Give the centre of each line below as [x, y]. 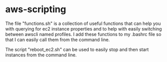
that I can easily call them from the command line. [58, 40]
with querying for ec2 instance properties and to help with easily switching [83, 28]
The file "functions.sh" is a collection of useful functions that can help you [83, 23]
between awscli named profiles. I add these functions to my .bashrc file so [83, 34]
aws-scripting [36, 9]
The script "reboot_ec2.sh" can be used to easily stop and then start [77, 49]
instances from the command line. [41, 55]
